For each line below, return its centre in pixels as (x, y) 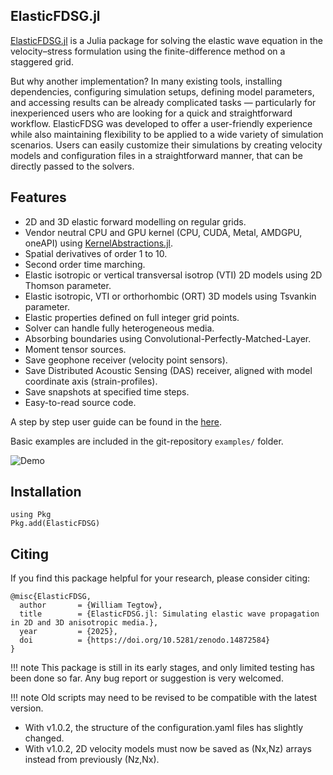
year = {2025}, (68, 632)
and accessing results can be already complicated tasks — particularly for (163, 102)
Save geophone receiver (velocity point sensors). (126, 360)
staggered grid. (42, 61)
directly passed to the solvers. (72, 166)
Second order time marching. (85, 264)
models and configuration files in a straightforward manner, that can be (156, 155)
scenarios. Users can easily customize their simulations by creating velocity (166, 145)
